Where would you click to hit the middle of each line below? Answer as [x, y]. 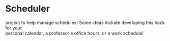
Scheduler [27, 9]
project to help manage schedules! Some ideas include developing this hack [85, 22]
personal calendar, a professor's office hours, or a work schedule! [75, 33]
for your [13, 27]
